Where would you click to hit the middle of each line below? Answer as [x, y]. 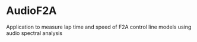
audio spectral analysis [34, 33]
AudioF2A [31, 11]
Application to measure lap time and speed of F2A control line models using [99, 27]
